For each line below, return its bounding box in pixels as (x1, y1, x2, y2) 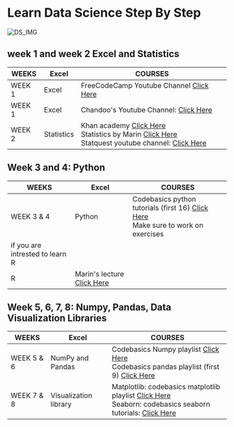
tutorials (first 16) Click (132, 203, 209, 212)
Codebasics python (132, 194, 196, 203)
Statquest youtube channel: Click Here (81, 138, 207, 148)
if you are (10, 240, 42, 250)
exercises (132, 228, 164, 238)
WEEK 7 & (10, 391, 44, 401)
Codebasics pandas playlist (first (111, 362, 219, 372)
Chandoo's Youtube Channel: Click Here (81, 104, 212, 114)
